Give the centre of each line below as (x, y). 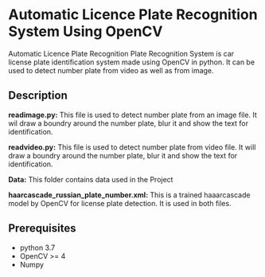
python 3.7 (37, 248)
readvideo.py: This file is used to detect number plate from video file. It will (132, 147)
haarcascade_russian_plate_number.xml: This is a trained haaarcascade (129, 195)
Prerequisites (42, 228)
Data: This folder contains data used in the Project (91, 179)
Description (38, 96)
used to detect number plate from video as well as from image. (111, 70)
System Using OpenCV (86, 31)
